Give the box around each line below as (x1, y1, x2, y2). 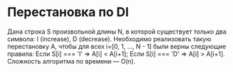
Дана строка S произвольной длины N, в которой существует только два (7, 27, 227, 36)
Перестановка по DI (7, 4, 129, 20)
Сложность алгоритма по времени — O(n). (7, 57, 136, 65)
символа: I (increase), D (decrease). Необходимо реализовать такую (7, 34, 212, 43)
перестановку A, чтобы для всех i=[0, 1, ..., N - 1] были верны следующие (7, 42, 226, 50)
